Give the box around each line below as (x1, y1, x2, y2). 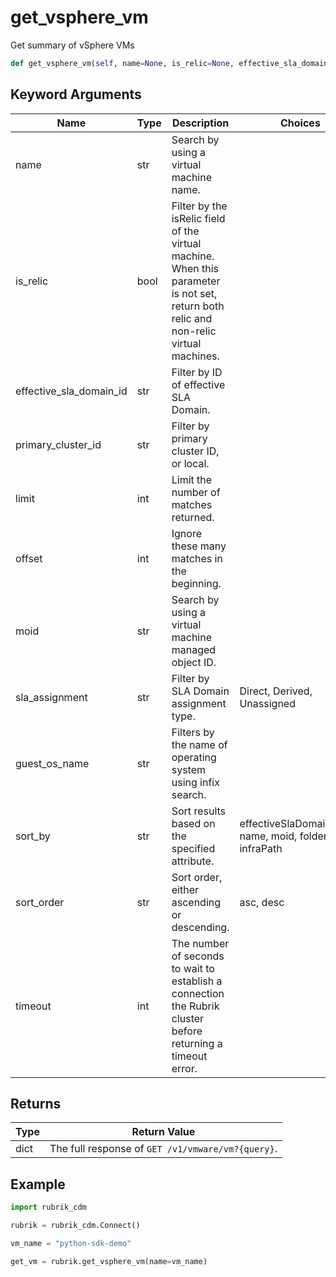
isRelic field (171, 211, 226, 225)
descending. (171, 920, 230, 934)
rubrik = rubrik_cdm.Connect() (10, 1221, 141, 1231)
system (171, 762, 207, 776)
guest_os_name (15, 756, 90, 770)
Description (171, 116, 230, 130)
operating (171, 750, 217, 764)
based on (171, 816, 216, 830)
